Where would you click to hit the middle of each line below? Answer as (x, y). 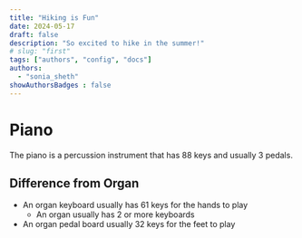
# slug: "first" (40, 52)
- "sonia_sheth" (48, 77)
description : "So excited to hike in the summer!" (107, 43)
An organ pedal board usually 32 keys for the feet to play (129, 224)
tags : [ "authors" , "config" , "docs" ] (81, 60)
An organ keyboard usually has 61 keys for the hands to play (135, 205)
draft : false (34, 34)
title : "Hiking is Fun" (54, 18)
